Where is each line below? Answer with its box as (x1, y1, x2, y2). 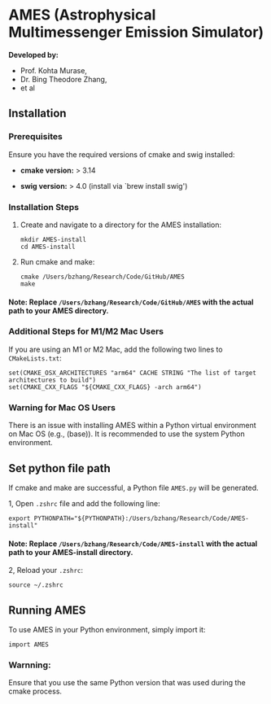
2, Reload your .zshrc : (8, 566, 84, 575)
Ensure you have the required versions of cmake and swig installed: (8, 149, 235, 160)
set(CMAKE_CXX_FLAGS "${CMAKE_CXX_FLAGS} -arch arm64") (8, 383, 202, 391)
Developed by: (8, 50, 59, 59)
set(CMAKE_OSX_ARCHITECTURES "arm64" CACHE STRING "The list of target (8, 369, 256, 377)
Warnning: (8, 659, 51, 671)
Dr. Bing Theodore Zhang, (20, 74, 107, 84)
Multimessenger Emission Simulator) (8, 23, 264, 42)
